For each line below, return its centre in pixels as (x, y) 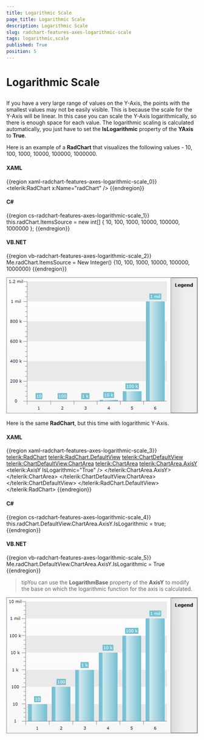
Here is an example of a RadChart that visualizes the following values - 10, (99, 148)
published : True (27, 45)
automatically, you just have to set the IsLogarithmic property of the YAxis (100, 129)
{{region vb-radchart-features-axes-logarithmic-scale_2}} (79, 256)
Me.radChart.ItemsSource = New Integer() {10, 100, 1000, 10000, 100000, (98, 263)
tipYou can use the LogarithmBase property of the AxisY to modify (105, 582)
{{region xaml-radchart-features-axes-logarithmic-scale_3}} (82, 450)
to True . (16, 136)
